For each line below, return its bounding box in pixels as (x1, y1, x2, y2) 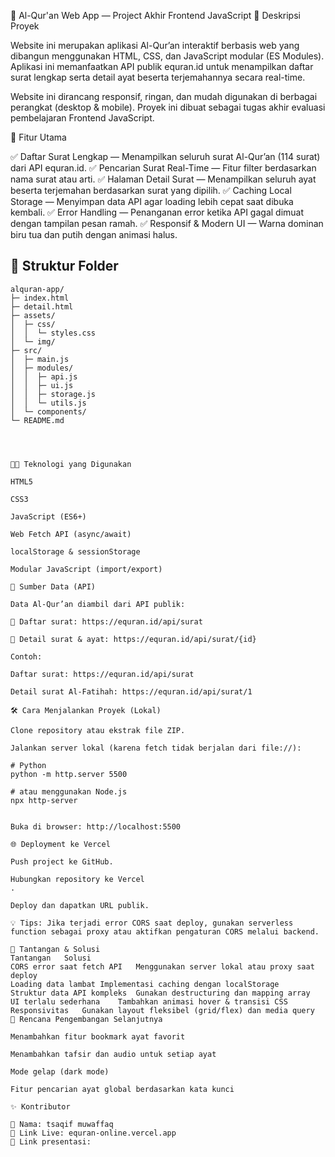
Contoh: (10, 651, 43, 662)
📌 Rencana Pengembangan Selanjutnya (10, 1014, 163, 1024)
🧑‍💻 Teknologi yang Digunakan (10, 459, 132, 469)
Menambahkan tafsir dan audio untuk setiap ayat (10, 1049, 217, 1059)
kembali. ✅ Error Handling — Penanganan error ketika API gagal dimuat (10, 206, 305, 218)
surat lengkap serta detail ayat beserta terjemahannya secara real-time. (10, 71, 306, 83)
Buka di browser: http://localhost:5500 (10, 821, 182, 832)
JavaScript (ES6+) (10, 511, 87, 522)
